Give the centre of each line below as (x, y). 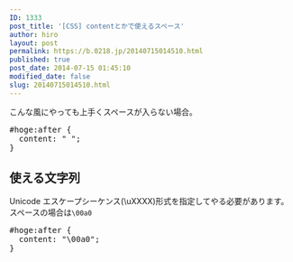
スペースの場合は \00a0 (51, 212)
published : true (40, 60)
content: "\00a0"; (60, 239)
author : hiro (34, 34)
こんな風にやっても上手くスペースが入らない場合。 (103, 112)
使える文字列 (45, 178)
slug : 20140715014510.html (60, 85)
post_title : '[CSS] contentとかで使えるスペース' (97, 26)
